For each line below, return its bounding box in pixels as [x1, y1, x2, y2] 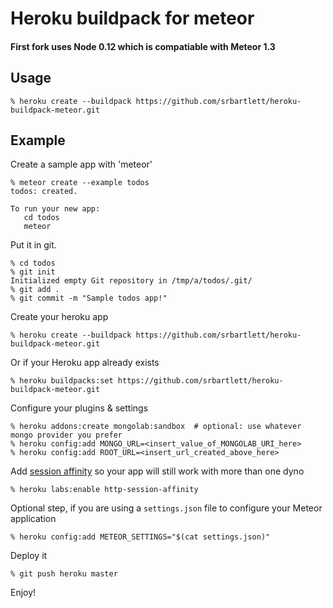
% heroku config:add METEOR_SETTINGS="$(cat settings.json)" [10, 532, 271, 542]
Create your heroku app [10, 311, 109, 323]
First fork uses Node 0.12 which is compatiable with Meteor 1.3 [10, 40, 276, 52]
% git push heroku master [10, 569, 118, 579]
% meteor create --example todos [10, 178, 150, 188]
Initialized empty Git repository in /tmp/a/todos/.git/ [10, 276, 253, 286]
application [10, 513, 57, 525]
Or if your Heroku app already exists [10, 357, 160, 369]
